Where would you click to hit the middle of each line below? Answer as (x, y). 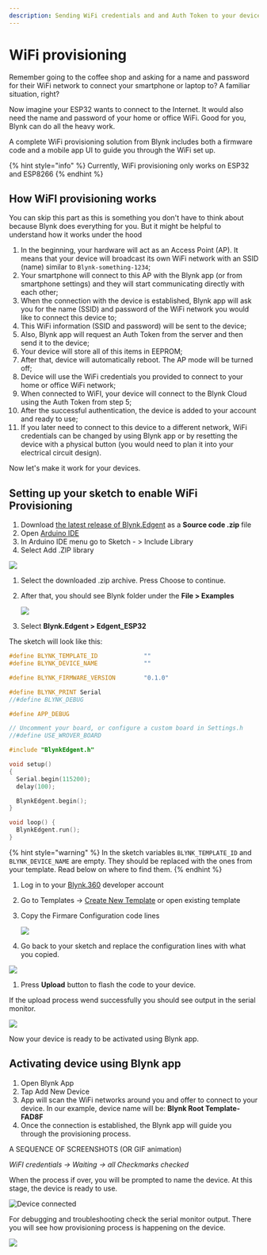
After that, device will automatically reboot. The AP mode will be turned (137, 360)
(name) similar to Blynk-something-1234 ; (86, 267)
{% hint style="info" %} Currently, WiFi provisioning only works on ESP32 (129, 165)
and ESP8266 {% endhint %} (56, 174)
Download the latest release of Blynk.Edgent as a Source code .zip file (136, 525)
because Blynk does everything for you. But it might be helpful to (115, 227)
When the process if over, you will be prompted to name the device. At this (131, 1179)
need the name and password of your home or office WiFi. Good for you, (128, 118)
